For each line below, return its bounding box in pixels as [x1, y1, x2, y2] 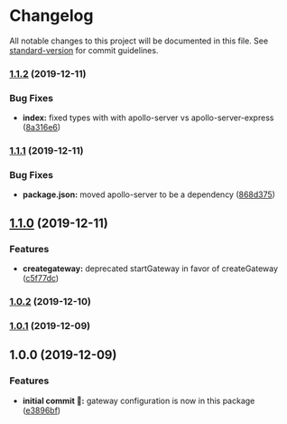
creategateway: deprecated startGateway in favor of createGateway [22, 263, 278, 274]
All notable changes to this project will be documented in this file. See [9, 35, 269, 46]
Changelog [9, 5, 94, 26]
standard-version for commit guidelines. [9, 44, 159, 55]
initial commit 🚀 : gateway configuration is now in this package [22, 395, 255, 406]
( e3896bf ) [22, 404, 61, 416]
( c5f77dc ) [22, 273, 60, 284]
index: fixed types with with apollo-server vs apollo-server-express [22, 112, 274, 123]
